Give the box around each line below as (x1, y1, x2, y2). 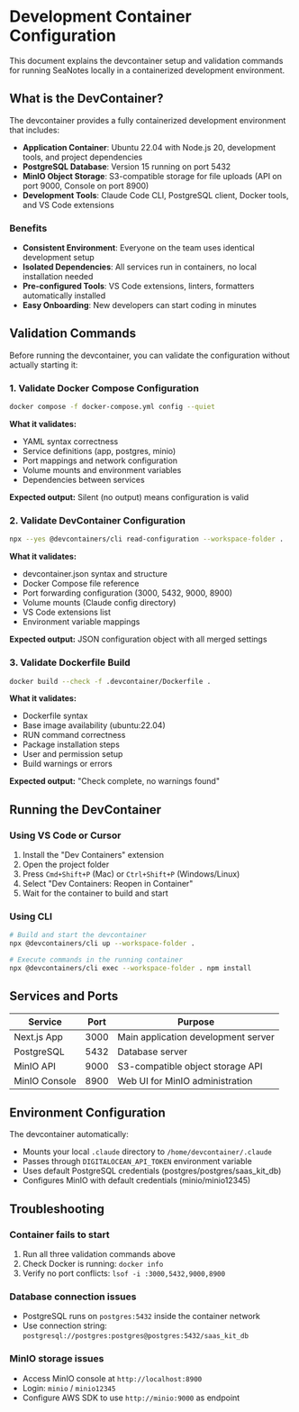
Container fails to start (9, 1228, 110, 1241)
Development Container (9, 6, 192, 27)
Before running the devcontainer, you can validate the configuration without (9, 350, 290, 360)
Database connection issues (9, 1290, 137, 1303)
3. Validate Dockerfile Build (9, 656, 131, 669)
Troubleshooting (9, 1201, 105, 1216)
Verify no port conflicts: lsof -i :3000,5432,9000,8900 (22, 1268, 226, 1279)
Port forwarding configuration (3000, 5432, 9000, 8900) (22, 588, 232, 598)
